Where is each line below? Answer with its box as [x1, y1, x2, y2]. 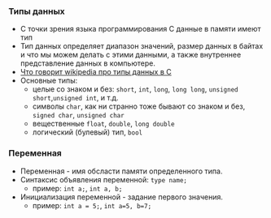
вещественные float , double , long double [32, 119, 175, 129]
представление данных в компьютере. [20, 58, 156, 68]
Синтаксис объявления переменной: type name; [20, 174, 187, 184]
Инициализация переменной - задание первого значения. [20, 192, 224, 202]
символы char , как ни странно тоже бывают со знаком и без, [32, 101, 246, 111]
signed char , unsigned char [32, 110, 125, 120]
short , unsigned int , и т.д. [32, 93, 120, 103]
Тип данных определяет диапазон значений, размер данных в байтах [20, 41, 264, 51]
